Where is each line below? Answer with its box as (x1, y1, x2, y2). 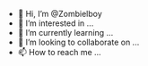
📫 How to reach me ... (17, 47, 101, 57)
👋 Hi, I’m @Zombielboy (17, 9, 103, 19)
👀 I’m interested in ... (17, 18, 94, 29)
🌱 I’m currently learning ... (17, 28, 114, 37)
